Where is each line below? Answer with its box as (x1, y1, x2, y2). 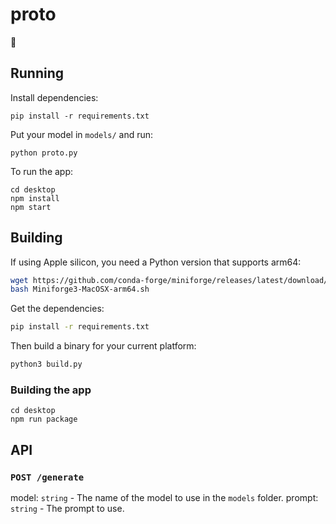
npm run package (10, 414, 78, 425)
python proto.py (10, 148, 78, 158)
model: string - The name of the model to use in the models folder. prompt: (10, 492, 319, 504)
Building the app (10, 383, 92, 397)
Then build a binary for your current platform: (10, 340, 197, 352)
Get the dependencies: (10, 303, 105, 315)
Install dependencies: (10, 91, 99, 103)
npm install (10, 193, 60, 203)
